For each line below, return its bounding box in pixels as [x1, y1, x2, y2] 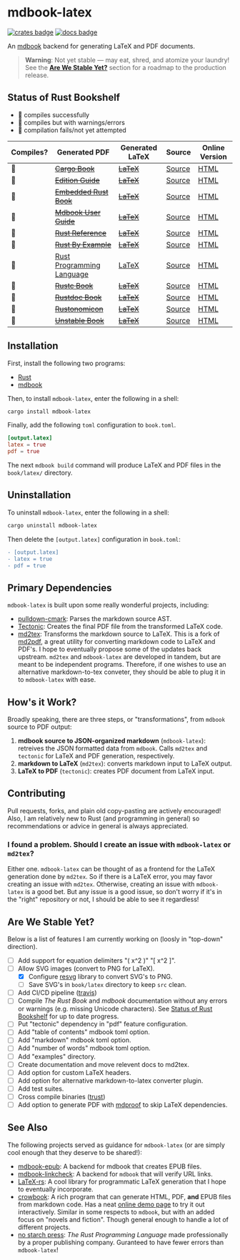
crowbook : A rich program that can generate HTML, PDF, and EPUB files [17, 1192, 231, 1201]
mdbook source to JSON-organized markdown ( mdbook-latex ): [17, 737, 206, 745]
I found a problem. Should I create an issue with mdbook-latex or [7, 839, 231, 849]
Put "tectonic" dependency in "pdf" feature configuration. [17, 1020, 188, 1028]
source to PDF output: [7, 723, 72, 731]
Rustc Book [54, 280, 94, 290]
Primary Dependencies [7, 582, 112, 594]
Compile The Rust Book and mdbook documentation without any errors [17, 996, 228, 1005]
